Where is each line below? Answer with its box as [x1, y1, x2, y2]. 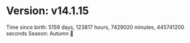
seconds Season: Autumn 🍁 [6, 29, 74, 37]
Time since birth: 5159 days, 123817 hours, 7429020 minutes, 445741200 [6, 24, 185, 31]
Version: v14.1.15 [6, 4, 89, 18]
